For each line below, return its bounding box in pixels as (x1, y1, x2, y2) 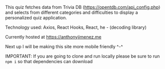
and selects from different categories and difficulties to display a (5, 9, 138, 15)
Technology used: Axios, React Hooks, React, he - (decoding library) (5, 24, 146, 30)
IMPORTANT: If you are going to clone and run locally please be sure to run (5, 53, 160, 59)
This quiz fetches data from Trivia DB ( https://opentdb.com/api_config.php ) (5, 4, 160, 10)
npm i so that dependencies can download (5, 59, 93, 64)
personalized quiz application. (5, 15, 67, 20)
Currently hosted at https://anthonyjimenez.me (5, 34, 101, 40)
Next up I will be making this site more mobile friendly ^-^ (5, 44, 123, 49)
